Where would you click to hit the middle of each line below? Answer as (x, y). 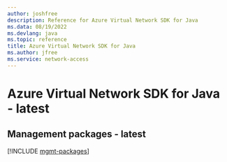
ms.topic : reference (37, 40)
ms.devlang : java (32, 33)
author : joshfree (32, 14)
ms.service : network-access (48, 59)
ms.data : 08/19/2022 (37, 27)
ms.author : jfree (32, 53)
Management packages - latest (77, 134)
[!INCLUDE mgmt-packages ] (48, 151)
